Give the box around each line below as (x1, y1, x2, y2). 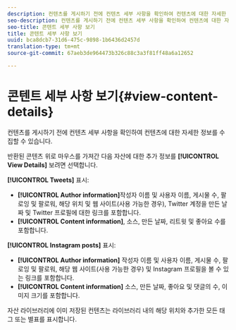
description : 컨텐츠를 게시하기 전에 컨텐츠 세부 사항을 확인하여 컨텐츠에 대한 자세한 (7, 10, 227, 18)
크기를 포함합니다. (30, 291, 80, 300)
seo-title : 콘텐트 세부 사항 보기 (7, 23, 95, 30)
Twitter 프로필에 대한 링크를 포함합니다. (32, 208, 141, 216)
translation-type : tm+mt (7, 43, 80, 50)
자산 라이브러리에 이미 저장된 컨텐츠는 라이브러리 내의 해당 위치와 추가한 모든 (7, 306, 218, 314)
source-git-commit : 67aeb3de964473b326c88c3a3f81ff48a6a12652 (7, 50, 194, 57)
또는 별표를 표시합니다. (14, 314, 77, 323)
